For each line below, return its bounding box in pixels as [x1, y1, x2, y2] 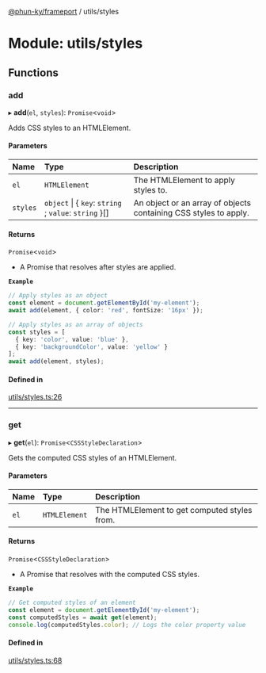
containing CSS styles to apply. [133, 208, 249, 219]
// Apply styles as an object [8, 292, 108, 300]
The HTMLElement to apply [133, 174, 235, 185]
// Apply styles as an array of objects [8, 320, 144, 328]
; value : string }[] [44, 208, 109, 219]
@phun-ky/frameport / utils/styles [8, 7, 120, 16]
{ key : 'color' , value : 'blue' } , [15, 335, 129, 343]
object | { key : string [44, 197, 122, 208]
